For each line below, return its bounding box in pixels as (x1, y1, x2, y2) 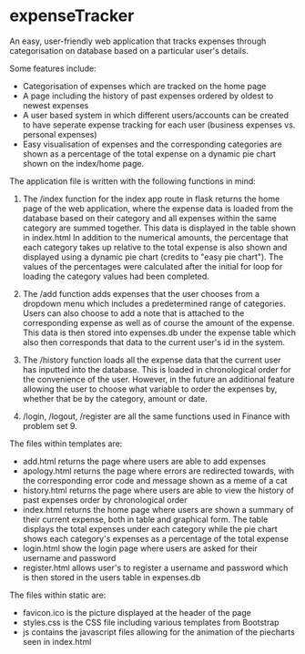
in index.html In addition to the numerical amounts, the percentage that (22, 231, 289, 242)
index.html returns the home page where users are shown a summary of (22, 504, 294, 515)
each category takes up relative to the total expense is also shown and (22, 241, 288, 252)
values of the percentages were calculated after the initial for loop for (22, 261, 283, 271)
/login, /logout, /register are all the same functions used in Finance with (22, 411, 290, 422)
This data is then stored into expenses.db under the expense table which (22, 327, 296, 338)
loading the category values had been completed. (22, 271, 209, 281)
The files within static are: (9, 589, 107, 600)
